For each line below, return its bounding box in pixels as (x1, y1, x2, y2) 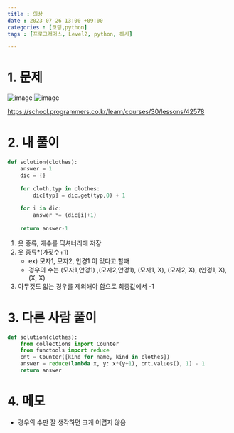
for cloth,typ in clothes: (20, 185, 100, 193)
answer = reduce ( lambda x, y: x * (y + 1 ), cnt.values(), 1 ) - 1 (20, 360, 206, 367)
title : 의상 (7, 10, 43, 18)
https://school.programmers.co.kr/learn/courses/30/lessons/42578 (7, 108, 205, 116)
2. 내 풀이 (7, 135, 60, 151)
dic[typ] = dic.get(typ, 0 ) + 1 (33, 192, 126, 199)
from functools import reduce (20, 347, 110, 354)
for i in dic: (20, 205, 62, 213)
